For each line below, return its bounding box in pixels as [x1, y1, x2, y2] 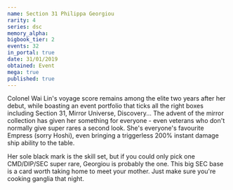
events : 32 [7, 43, 39, 50]
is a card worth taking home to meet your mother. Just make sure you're [7, 167, 216, 175]
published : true [7, 75, 55, 82]
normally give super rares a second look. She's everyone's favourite [7, 124, 205, 133]
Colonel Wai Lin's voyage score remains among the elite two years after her [7, 94, 226, 103]
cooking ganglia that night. [7, 175, 84, 183]
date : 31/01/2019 [7, 56, 58, 63]
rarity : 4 [7, 17, 36, 24]
